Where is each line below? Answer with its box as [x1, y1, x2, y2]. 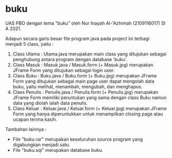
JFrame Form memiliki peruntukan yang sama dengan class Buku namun [12, 94, 167, 101]
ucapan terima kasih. [12, 116, 58, 122]
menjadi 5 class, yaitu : [5, 41, 54, 47]
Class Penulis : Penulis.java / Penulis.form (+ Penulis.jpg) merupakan [12, 89, 158, 95]
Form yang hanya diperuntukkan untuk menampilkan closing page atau [12, 111, 163, 117]
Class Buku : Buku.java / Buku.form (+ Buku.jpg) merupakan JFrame [12, 72, 157, 78]
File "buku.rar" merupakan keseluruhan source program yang [12, 136, 143, 142]
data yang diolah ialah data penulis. [12, 100, 88, 106]
